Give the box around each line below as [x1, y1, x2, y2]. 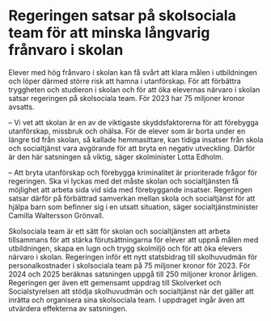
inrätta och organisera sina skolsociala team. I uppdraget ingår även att [8, 294, 245, 305]
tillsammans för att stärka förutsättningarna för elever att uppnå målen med [8, 234, 259, 244]
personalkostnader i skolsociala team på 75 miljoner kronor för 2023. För [8, 260, 251, 270]
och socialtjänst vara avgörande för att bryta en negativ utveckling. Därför [8, 143, 256, 153]
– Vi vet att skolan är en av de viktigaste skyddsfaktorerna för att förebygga [8, 117, 259, 127]
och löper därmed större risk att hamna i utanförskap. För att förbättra [8, 76, 241, 86]
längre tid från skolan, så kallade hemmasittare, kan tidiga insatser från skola [8, 134, 264, 144]
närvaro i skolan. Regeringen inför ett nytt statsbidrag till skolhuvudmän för [8, 251, 258, 261]
